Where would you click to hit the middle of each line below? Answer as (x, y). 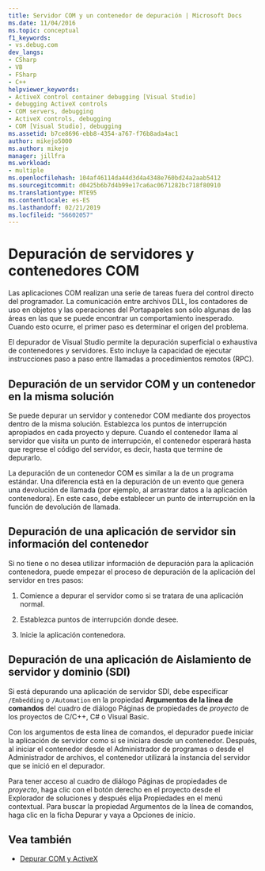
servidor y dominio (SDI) (69, 672)
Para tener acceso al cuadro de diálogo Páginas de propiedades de (118, 781)
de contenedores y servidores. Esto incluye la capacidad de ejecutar (120, 351)
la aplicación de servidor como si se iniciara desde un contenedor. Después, (132, 740)
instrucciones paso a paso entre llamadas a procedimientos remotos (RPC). (131, 359)
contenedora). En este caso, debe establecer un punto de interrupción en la (132, 498)
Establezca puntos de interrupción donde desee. (99, 619)
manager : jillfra (37, 156)
